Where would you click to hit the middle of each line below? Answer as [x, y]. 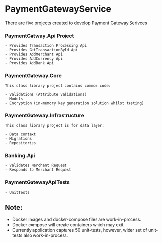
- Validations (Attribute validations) [46, 94]
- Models [14, 99]
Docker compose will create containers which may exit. [68, 225]
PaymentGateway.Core [33, 76]
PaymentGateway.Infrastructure [45, 116]
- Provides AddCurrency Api [34, 59]
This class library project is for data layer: [55, 125]
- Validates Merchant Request [36, 166]
